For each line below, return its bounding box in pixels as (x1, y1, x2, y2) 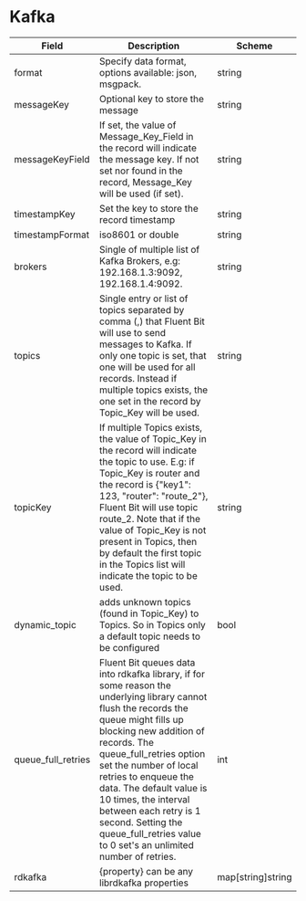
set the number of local (98, 759, 199, 771)
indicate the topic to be (98, 569, 198, 581)
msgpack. (98, 78, 142, 90)
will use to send (98, 326, 167, 339)
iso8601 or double (98, 228, 179, 241)
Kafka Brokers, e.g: (98, 254, 180, 267)
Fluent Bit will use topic (98, 500, 199, 513)
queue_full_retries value (98, 827, 202, 840)
